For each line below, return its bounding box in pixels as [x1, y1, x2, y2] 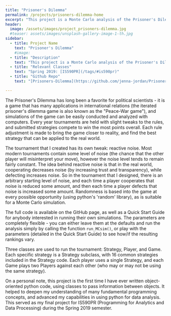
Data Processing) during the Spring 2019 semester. [5, 305, 112, 311]
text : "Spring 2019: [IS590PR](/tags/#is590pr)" [14, 69, 120, 75]
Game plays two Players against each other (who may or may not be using [5, 262, 161, 269]
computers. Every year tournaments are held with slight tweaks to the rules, [5, 118, 164, 125]
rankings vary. [5, 236, 36, 242]
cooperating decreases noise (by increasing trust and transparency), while [5, 166, 162, 173]
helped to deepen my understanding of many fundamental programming [5, 288, 157, 295]
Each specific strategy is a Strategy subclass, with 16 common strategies [5, 251, 158, 258]
